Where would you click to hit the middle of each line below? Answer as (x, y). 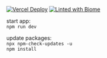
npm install (21, 49)
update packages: (29, 38)
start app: (18, 21)
